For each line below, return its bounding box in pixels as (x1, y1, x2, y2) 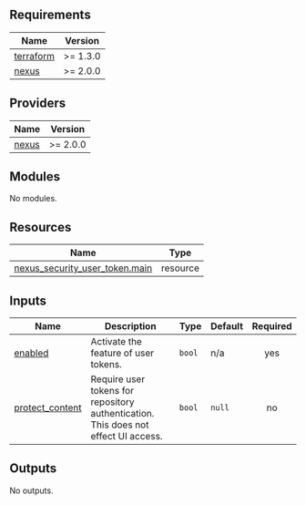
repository (90, 396, 135, 408)
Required (251, 320, 292, 333)
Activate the (90, 335, 143, 348)
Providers (9, 96, 66, 111)
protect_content (14, 401, 82, 414)
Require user (90, 373, 146, 386)
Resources (9, 219, 72, 235)
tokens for (90, 385, 135, 397)
